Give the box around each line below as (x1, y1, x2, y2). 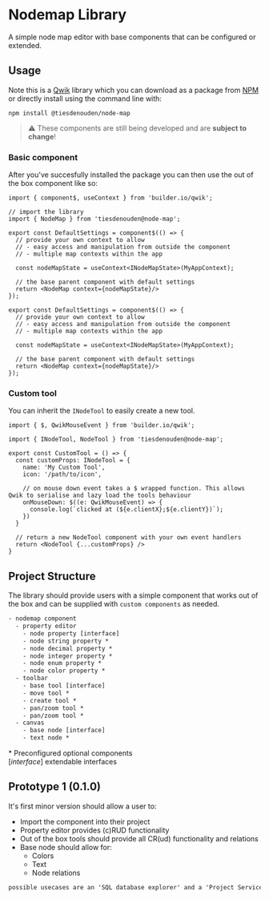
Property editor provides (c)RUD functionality (19, 825, 170, 835)
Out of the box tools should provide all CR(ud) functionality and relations (19, 833, 259, 843)
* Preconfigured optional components (8, 748, 133, 758)
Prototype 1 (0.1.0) (8, 780, 102, 794)
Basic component (8, 151, 78, 163)
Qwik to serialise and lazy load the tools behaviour (8, 491, 192, 500)
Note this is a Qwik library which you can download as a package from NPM (8, 85, 259, 95)
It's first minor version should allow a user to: (8, 801, 157, 811)
